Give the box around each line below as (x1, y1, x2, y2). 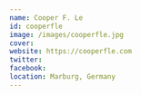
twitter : (9, 55, 43, 64)
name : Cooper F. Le (9, 13, 84, 23)
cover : (9, 38, 35, 48)
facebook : (9, 64, 47, 73)
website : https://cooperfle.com (9, 47, 132, 56)
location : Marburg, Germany (9, 72, 116, 81)
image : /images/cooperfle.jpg (9, 30, 125, 39)
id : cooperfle (9, 22, 64, 31)
